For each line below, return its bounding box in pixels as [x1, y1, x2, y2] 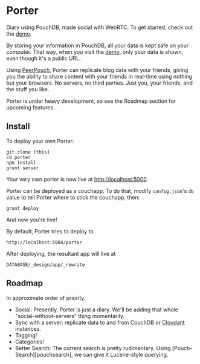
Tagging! [15, 331, 37, 339]
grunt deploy [6, 205, 39, 212]
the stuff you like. [6, 85, 50, 93]
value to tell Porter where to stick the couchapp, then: [6, 193, 140, 201]
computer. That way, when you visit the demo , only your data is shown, [6, 48, 184, 55]
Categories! [15, 338, 44, 345]
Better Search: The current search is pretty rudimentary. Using [15, 344, 171, 351]
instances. [15, 325, 41, 333]
